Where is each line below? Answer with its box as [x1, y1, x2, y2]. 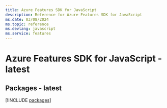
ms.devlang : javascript [5, 26, 56, 31]
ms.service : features [5, 31, 51, 36]
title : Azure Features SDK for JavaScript [5, 7, 97, 13]
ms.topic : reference [5, 21, 49, 27]
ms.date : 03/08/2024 [5, 17, 49, 22]
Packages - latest [5, 84, 62, 92]
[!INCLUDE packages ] [5, 97, 51, 103]
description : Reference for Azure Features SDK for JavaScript [5, 12, 143, 17]
